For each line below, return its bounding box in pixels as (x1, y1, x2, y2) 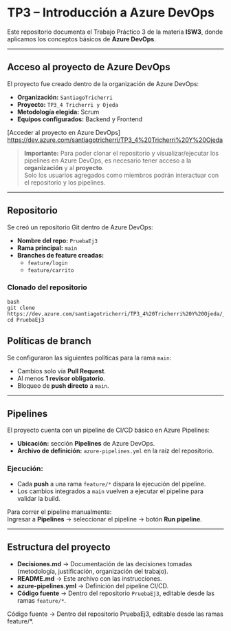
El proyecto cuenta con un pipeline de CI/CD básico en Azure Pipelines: (7, 426, 210, 435)
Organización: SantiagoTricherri (16, 93, 113, 101)
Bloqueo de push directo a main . (16, 381, 109, 390)
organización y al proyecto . (23, 163, 104, 172)
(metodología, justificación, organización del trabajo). (16, 567, 168, 575)
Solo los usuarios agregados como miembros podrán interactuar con (23, 171, 219, 179)
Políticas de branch (7, 335, 91, 347)
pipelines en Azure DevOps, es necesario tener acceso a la (23, 156, 192, 165)
